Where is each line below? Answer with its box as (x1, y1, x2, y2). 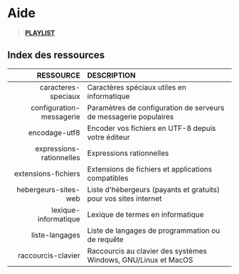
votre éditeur (87, 132, 130, 142)
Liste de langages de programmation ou (87, 226, 221, 236)
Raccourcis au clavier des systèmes (87, 246, 208, 255)
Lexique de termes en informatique (87, 209, 204, 219)
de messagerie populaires (87, 112, 174, 122)
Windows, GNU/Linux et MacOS (87, 255, 193, 265)
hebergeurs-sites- (16, 184, 80, 194)
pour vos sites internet (87, 194, 162, 204)
